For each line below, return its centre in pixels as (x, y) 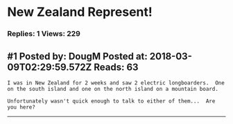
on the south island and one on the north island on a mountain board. (113, 89)
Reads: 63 (116, 67)
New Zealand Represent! (80, 12)
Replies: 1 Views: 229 (44, 34)
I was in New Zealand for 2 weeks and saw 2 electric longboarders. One (116, 83)
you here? (21, 107)
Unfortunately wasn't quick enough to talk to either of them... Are (111, 101)
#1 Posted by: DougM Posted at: (77, 56)
